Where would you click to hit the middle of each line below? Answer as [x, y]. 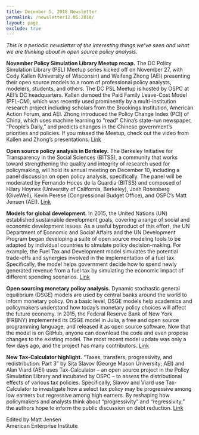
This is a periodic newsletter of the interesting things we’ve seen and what [98, 45]
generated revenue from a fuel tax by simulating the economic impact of [95, 271]
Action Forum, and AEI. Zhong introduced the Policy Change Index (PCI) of [98, 114]
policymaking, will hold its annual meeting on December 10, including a [93, 170]
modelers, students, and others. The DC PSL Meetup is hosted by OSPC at [98, 89]
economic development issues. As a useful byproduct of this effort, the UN [98, 226]
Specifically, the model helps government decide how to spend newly [91, 264]
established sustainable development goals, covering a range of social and [98, 220]
